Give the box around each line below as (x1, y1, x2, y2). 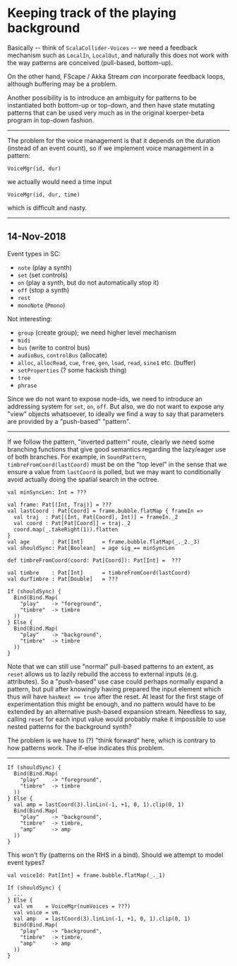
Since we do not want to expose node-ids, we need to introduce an (7, 394, 203, 403)
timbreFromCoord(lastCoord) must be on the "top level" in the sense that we (7, 460, 227, 468)
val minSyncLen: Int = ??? (7, 488, 87, 496)
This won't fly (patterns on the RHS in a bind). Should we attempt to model (7, 851, 224, 859)
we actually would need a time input (7, 177, 112, 185)
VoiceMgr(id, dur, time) (7, 191, 80, 198)
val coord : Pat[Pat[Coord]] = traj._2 (13, 519, 131, 527)
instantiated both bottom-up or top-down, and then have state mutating (7, 100, 215, 109)
